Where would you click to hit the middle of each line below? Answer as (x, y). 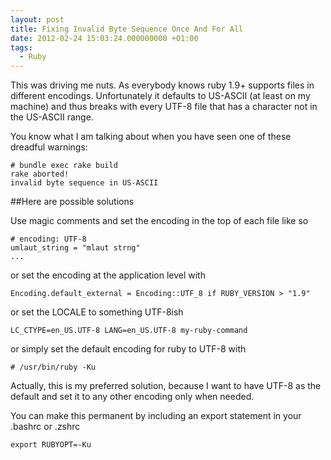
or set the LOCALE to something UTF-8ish (97, 312)
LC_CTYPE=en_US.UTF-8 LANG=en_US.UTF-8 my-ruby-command (129, 331)
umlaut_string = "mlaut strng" (75, 248)
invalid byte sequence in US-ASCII (84, 183)
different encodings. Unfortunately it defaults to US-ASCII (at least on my (160, 96)
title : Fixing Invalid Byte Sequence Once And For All (127, 29)
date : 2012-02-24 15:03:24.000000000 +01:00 (104, 38)
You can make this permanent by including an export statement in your (156, 416)
